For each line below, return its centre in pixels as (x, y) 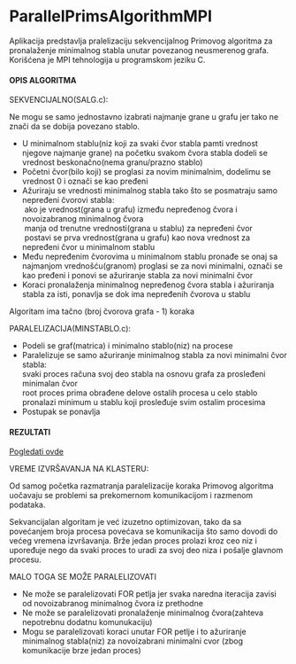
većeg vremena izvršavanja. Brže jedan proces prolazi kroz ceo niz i (133, 541)
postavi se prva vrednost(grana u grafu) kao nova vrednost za (137, 238)
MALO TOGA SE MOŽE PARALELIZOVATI (83, 577)
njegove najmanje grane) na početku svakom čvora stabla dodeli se (144, 153)
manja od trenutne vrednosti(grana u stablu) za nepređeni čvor (139, 229)
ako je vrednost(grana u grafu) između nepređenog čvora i (131, 209)
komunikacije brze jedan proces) (81, 651)
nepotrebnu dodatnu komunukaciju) (87, 622)
